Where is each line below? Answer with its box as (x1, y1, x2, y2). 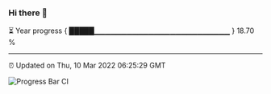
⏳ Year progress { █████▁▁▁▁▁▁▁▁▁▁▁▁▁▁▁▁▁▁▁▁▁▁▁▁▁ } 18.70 (8, 26, 255, 35)
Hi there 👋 (8, 7, 48, 18)
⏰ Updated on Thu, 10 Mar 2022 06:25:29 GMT (8, 60, 166, 71)
